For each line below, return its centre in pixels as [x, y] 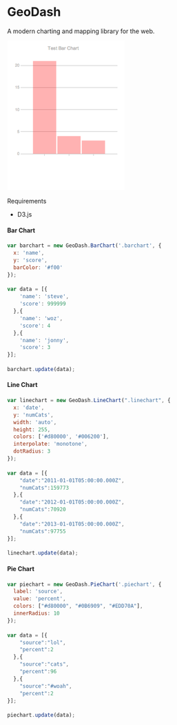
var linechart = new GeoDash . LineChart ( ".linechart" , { [89, 401]
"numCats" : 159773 [44, 488]
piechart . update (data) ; [41, 715]
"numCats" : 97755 [43, 531]
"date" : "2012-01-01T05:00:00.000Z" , [72, 502]
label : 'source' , [38, 592]
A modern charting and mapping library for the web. [81, 31]
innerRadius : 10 [37, 614]
